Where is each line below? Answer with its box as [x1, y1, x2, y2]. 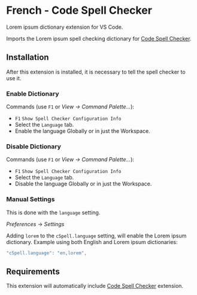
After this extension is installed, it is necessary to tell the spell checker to [6, 68, 186, 75]
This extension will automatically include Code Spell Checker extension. [6, 282, 184, 290]
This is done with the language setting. [6, 209, 101, 216]
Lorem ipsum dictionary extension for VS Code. [6, 23, 123, 31]
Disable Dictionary [6, 142, 62, 150]
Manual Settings [6, 195, 55, 203]
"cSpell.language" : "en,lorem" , [6, 250, 87, 256]
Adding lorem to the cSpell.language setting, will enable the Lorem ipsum [6, 232, 187, 239]
